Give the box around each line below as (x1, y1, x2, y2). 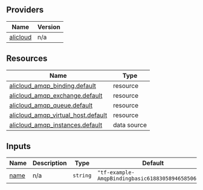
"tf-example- (97, 169, 135, 176)
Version (37, 22, 60, 31)
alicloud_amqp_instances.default (9, 121, 103, 129)
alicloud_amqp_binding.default (9, 81, 97, 90)
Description (32, 159, 68, 168)
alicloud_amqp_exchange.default (9, 91, 103, 100)
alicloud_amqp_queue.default (9, 101, 93, 109)
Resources (6, 54, 48, 64)
